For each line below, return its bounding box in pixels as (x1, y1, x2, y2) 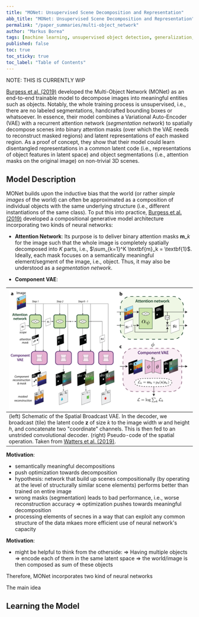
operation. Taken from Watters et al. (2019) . (8, 438, 117, 445)
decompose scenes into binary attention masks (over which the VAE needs (6, 126, 190, 133)
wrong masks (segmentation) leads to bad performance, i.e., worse (14, 494, 179, 501)
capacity (14, 525, 37, 532)
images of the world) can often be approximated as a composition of (6, 196, 174, 204)
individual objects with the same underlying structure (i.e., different (6, 203, 170, 210)
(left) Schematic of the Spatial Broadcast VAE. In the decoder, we (8, 413, 168, 420)
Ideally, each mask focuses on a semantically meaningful (14, 252, 154, 259)
